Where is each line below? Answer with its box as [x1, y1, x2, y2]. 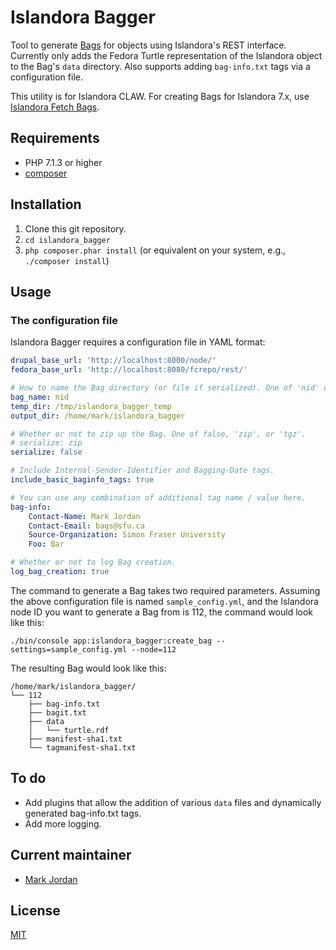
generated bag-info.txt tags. [24, 807, 142, 819]
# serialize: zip [10, 438, 83, 448]
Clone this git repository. [24, 222, 127, 235]
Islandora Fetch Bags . [10, 101, 100, 113]
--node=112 [131, 644, 177, 655]
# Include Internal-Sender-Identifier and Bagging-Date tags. [10, 466, 275, 476]
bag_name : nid [10, 392, 70, 402]
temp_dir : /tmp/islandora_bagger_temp [10, 401, 172, 411]
